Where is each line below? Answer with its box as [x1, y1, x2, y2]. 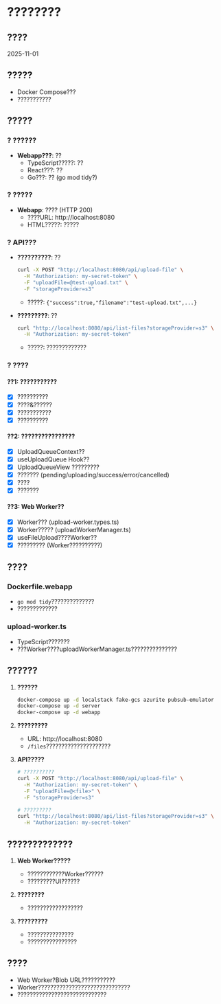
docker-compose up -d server [16, 703, 101, 709]
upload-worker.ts [7, 622, 67, 632]
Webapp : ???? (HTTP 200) [16, 205, 93, 214]
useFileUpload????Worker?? [16, 533, 97, 541]
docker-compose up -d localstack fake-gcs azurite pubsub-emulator [16, 696, 214, 703]
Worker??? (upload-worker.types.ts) [16, 518, 119, 526]
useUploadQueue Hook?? [16, 455, 90, 464]
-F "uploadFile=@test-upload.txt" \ [23, 279, 128, 286]
